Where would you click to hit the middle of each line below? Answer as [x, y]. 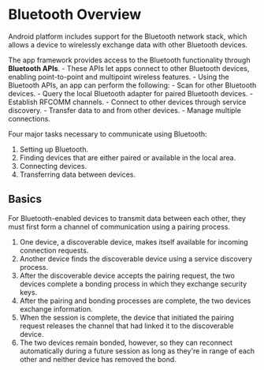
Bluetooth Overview [75, 15]
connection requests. [54, 250]
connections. [30, 118]
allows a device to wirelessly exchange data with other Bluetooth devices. [128, 44]
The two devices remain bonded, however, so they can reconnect [126, 342]
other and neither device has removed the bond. [98, 359]
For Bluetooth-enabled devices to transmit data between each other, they [127, 218]
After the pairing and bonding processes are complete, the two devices [135, 301]
